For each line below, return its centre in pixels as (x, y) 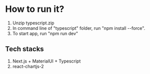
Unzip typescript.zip (33, 23)
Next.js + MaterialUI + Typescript (46, 61)
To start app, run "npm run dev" (45, 33)
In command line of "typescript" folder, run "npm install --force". (79, 28)
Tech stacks (24, 49)
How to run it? (35, 9)
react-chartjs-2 (28, 66)
